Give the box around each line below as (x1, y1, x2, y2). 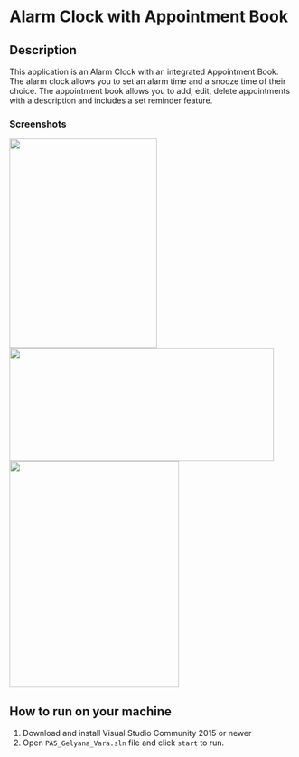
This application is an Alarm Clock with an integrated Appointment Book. (9, 66, 279, 77)
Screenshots (9, 118, 67, 130)
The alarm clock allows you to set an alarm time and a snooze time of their (9, 76, 286, 87)
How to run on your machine (9, 704, 172, 719)
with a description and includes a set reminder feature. (9, 95, 213, 106)
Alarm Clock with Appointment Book (9, 6, 289, 27)
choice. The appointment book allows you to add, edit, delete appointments (9, 86, 291, 96)
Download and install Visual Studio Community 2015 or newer (22, 728, 252, 739)
